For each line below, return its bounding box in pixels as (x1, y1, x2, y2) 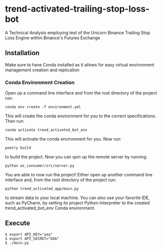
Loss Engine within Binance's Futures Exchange (5, 35, 101, 41)
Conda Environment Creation (5, 79, 75, 86)
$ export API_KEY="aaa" (5, 232, 53, 237)
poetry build (5, 145, 31, 151)
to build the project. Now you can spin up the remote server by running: (5, 154, 147, 160)
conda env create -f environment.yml (5, 105, 81, 109)
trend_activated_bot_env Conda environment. (5, 205, 96, 211)
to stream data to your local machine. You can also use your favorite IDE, (5, 195, 150, 201)
